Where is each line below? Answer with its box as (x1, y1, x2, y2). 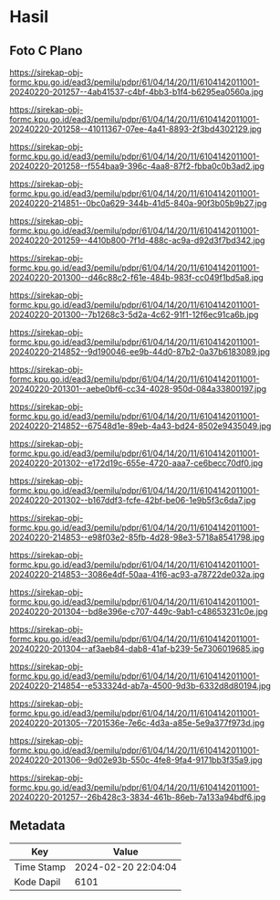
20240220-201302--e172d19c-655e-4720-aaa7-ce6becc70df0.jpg (9, 458, 264, 468)
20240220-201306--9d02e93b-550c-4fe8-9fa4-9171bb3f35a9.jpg (9, 755, 263, 765)
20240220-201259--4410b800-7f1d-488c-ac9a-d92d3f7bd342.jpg (9, 235, 265, 246)
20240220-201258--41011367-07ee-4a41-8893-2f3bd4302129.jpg (9, 123, 262, 134)
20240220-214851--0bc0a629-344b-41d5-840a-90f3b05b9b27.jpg (9, 198, 267, 208)
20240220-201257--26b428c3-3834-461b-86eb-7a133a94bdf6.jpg (9, 792, 266, 802)
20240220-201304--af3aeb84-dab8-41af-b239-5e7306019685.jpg (9, 643, 264, 654)
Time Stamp (14, 861, 67, 874)
